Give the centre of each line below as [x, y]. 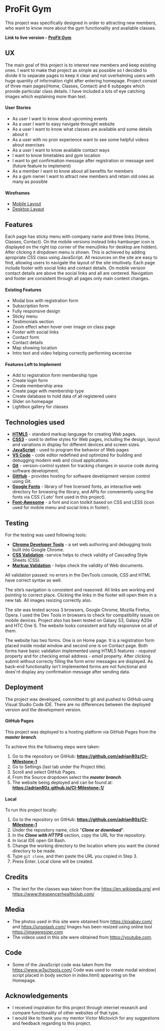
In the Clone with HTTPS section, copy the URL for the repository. [79, 835]
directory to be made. [34, 851]
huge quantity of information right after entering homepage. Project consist [81, 80]
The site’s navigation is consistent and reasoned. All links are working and [80, 590]
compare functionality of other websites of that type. [66, 1013]
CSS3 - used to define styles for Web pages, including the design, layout [86, 440]
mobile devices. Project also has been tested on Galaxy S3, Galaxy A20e [79, 620]
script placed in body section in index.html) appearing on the [74, 975]
